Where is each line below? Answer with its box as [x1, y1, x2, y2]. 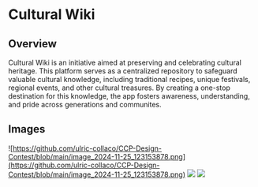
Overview [8, 37, 58, 50]
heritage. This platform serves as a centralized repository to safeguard [8, 66, 238, 76]
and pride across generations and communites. [8, 100, 162, 109]
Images [8, 122, 46, 136]
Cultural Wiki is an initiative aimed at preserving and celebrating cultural [8, 58, 242, 67]
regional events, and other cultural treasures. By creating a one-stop [8, 83, 231, 92]
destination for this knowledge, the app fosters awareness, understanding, [8, 92, 250, 100]
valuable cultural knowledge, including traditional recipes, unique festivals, [8, 75, 251, 84]
